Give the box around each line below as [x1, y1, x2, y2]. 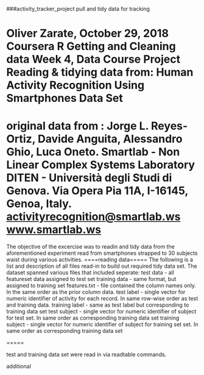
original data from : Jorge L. [6, 119, 149, 133]
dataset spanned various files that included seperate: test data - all [6, 269, 175, 276]
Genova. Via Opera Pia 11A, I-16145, [6, 184, 189, 198]
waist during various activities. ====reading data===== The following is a [6, 256, 194, 263]
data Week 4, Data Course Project [6, 52, 181, 66]
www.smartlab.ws [6, 223, 102, 237]
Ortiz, [6, 132, 35, 146]
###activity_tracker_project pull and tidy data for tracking [6, 5, 150, 12]
